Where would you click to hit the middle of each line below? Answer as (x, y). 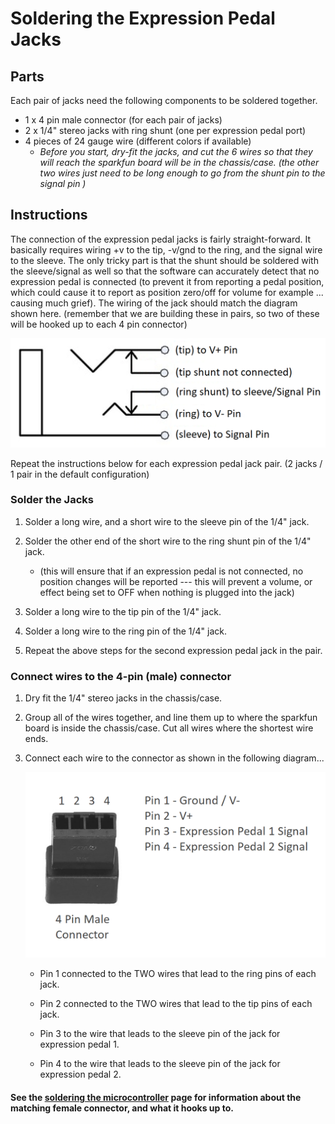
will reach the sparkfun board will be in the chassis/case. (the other (179, 162)
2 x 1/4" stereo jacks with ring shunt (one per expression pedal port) (165, 130)
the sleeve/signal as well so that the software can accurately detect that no (165, 271)
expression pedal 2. (80, 1074)
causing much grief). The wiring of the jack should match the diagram (154, 303)
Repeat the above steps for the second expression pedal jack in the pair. (173, 650)
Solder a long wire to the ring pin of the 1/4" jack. (126, 631)
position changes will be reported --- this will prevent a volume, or (176, 581)
